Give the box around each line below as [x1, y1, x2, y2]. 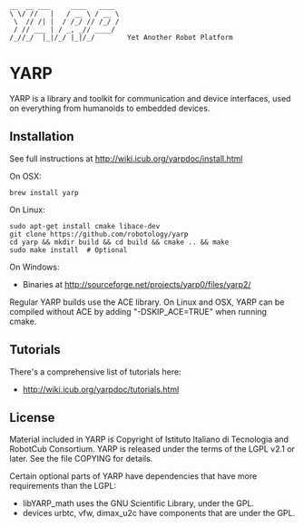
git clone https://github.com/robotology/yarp [9, 229, 189, 239]
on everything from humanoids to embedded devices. [9, 102, 211, 113]
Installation [9, 129, 74, 144]
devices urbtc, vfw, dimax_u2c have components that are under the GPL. [22, 508, 296, 519]
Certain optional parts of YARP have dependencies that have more [9, 471, 258, 482]
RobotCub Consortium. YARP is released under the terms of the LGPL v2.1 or [9, 444, 295, 454]
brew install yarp [9, 188, 79, 197]
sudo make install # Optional [9, 245, 128, 255]
